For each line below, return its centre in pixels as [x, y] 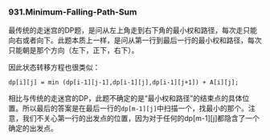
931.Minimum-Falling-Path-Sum [73, 12]
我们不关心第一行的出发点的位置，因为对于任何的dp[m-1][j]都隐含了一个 [141, 118]
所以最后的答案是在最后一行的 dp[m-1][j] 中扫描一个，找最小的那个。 [135, 108]
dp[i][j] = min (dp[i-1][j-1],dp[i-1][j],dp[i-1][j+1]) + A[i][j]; [124, 82]
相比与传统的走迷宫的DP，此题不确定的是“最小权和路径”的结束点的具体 [125, 98]
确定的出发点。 [33, 128]
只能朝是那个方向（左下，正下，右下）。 [74, 50]
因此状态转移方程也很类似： [54, 67]
